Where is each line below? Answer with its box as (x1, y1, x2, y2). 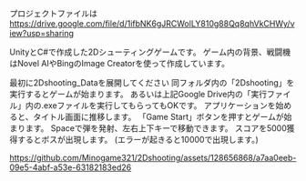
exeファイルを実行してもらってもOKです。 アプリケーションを (44, 100, 276, 111)
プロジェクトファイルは (9, 8, 97, 18)
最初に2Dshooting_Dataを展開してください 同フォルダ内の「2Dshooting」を (9, 77, 295, 88)
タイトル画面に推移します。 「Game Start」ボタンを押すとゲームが (33, 112, 284, 122)
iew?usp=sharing (9, 28, 75, 38)
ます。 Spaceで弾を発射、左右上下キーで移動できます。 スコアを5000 (25, 123, 287, 134)
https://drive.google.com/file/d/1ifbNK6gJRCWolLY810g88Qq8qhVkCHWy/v (9, 18, 295, 29)
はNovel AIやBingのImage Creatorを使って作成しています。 (9, 58, 230, 68)
